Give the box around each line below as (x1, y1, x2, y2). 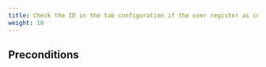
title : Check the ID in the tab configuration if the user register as (8, 11, 249, 20)
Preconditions (8, 48, 79, 61)
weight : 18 (8, 19, 44, 27)
